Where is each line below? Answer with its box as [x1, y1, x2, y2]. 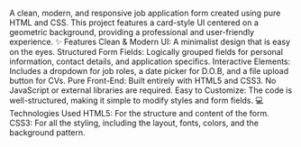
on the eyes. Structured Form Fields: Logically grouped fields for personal [9, 47, 284, 57]
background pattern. [9, 127, 86, 138]
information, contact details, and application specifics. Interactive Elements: [9, 56, 291, 67]
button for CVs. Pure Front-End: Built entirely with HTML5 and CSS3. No [9, 76, 277, 86]
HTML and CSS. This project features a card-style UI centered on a [9, 17, 260, 28]
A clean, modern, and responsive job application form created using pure [9, 8, 281, 18]
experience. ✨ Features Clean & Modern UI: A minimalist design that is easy [9, 36, 291, 47]
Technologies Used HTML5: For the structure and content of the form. [9, 108, 269, 118]
